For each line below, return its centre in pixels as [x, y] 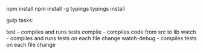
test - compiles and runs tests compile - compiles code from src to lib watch [101, 32]
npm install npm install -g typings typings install [66, 9]
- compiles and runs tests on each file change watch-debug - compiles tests [101, 38]
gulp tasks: [20, 20]
